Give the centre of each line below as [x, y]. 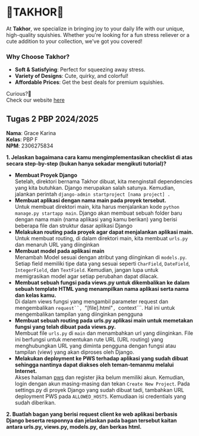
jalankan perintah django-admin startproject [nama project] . [92, 194]
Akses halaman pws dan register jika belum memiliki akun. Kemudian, [100, 378]
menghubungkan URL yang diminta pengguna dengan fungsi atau [95, 346]
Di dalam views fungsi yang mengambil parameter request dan [91, 302]
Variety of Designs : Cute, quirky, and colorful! [72, 76]
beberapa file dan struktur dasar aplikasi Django [73, 226]
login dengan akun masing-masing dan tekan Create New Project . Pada [102, 384]
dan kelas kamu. [35, 295]
